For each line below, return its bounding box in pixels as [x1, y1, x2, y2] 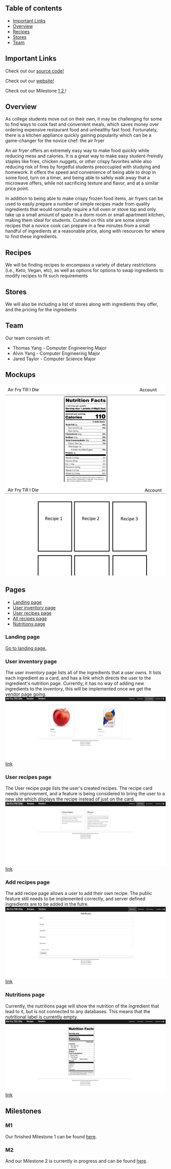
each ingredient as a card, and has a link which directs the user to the [5, 675, 151, 681]
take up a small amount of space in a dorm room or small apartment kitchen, [5, 212, 165, 218]
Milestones [5, 1107, 42, 1115]
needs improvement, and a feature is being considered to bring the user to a [5, 791, 165, 797]
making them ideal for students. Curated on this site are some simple [5, 217, 150, 223]
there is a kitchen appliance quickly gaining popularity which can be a [5, 132, 152, 139]
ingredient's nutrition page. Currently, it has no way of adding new [5, 680, 144, 686]
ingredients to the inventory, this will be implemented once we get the [5, 686, 152, 692]
